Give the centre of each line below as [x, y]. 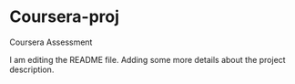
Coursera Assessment [51, 42]
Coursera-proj [65, 17]
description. [32, 69]
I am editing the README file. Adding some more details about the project [147, 59]
